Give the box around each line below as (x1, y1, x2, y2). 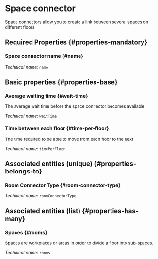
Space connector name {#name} (5, 53, 84, 60)
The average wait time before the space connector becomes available (5, 104, 145, 109)
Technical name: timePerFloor (5, 145, 65, 151)
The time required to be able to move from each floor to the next (5, 136, 134, 142)
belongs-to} (5, 167, 43, 175)
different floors (5, 24, 35, 30)
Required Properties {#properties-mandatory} (5, 38, 148, 47)
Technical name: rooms (5, 249, 50, 255)
